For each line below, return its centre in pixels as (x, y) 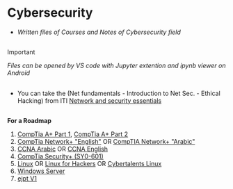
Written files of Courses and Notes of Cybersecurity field (99, 32)
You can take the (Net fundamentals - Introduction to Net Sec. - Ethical (119, 93)
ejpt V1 (27, 179)
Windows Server (41, 171)
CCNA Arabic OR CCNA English (63, 149)
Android (18, 73)
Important (21, 52)
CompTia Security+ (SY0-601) (61, 156)
